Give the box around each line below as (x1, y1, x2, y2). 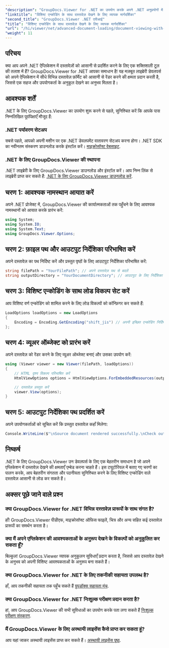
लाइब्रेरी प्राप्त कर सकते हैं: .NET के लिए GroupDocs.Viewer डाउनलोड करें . (5, 173, 133, 179)
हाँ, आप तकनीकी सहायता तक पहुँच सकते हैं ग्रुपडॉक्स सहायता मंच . (5, 583, 109, 589)
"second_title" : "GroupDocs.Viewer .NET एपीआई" (5, 17, 105, 22)
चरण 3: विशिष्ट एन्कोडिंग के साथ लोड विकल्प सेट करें (5, 287, 130, 295)
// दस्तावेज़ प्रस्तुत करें (14, 385, 49, 390)
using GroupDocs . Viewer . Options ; (5, 231, 75, 236)
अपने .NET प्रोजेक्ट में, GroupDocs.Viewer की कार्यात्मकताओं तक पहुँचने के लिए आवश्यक (5, 201, 155, 207)
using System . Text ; (5, 227, 46, 232)
